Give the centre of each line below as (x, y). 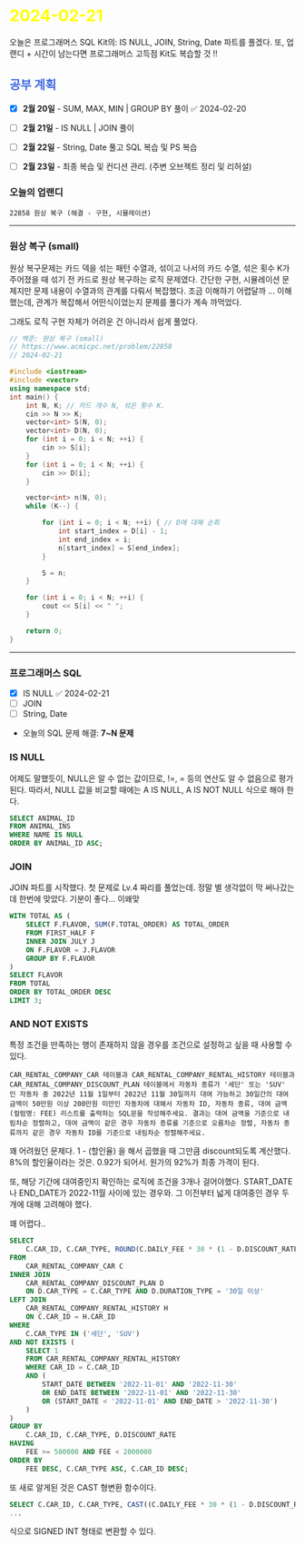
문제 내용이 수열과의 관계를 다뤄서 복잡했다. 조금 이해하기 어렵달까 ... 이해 (162, 291)
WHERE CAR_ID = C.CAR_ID (73, 1368)
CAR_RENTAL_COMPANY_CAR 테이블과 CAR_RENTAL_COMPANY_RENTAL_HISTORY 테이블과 (152, 1075)
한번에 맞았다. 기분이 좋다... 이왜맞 (79, 899)
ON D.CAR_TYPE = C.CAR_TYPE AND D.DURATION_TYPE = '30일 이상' (145, 1292)
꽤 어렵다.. (28, 1223)
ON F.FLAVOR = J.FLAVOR (71, 950)
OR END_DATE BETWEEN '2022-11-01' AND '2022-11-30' (142, 1392)
